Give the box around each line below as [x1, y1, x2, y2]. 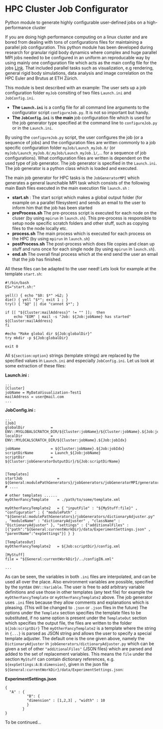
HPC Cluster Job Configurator [5, 3, 129, 15]
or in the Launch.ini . [12, 125, 53, 131]
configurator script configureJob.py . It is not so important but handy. [12, 109, 149, 115]
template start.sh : [5, 271, 43, 277]
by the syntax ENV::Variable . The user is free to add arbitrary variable [5, 584, 145, 590]
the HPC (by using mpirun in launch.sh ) [12, 235, 90, 241]
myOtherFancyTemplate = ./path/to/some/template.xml [5, 497, 120, 502]
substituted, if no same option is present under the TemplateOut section [5, 615, 147, 621]
